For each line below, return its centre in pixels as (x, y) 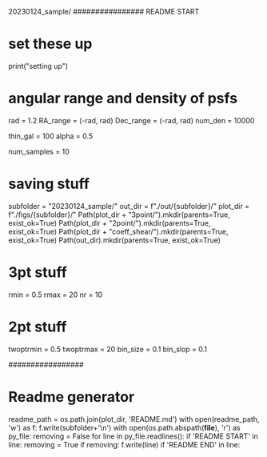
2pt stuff (38, 327)
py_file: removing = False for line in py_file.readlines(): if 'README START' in (133, 436)
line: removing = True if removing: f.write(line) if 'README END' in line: (124, 444)
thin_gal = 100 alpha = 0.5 (51, 136)
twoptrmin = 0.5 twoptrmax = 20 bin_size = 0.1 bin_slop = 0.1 (108, 349)
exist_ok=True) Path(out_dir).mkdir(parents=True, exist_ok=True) (115, 240)
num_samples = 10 (39, 151)
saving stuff (49, 184)
